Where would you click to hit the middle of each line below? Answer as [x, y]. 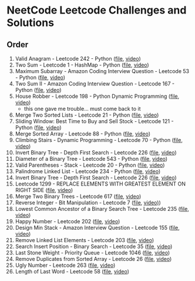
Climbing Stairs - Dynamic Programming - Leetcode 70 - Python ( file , [99, 140]
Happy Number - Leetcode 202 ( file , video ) [68, 221]
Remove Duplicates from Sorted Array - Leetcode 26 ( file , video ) [93, 259]
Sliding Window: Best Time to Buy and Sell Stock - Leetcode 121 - [94, 121]
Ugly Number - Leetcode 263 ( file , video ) [65, 265]
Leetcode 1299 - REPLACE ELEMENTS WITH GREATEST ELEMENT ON [100, 184]
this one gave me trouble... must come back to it [82, 109]
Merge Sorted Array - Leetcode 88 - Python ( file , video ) [83, 134]
